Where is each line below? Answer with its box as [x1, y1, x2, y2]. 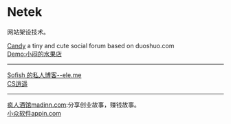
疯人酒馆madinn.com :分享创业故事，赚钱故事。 [7, 101, 141, 109]
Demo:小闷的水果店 [7, 50, 62, 58]
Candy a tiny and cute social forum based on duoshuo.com [7, 41, 175, 50]
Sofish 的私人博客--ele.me [7, 70, 82, 79]
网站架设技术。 [7, 28, 49, 36]
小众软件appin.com [7, 109, 62, 117]
